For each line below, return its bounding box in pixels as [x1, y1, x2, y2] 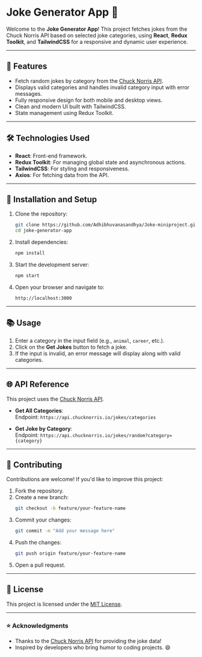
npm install [14, 250, 45, 257]
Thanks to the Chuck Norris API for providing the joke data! [14, 638, 162, 645]
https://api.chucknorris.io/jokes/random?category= [40, 432, 173, 438]
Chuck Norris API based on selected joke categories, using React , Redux [6, 31, 188, 39]
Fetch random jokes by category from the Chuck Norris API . [14, 77, 164, 84]
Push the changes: [14, 539, 62, 546]
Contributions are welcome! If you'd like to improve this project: [6, 476, 164, 483]
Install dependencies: [14, 238, 69, 246]
